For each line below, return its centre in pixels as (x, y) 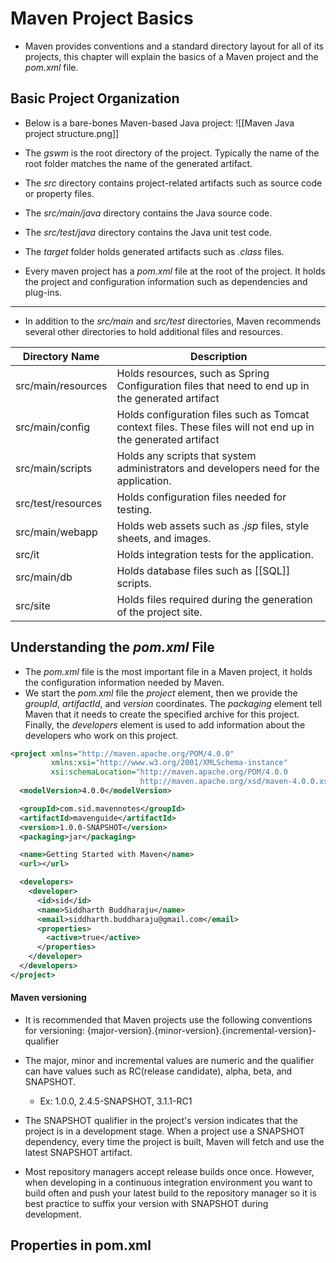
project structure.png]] (72, 133)
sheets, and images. (164, 538)
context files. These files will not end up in (215, 427)
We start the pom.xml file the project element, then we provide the (161, 693)
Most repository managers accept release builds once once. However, (169, 1172)
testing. (134, 509)
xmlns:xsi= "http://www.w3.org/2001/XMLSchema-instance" (169, 763)
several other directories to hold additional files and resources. (153, 331)
